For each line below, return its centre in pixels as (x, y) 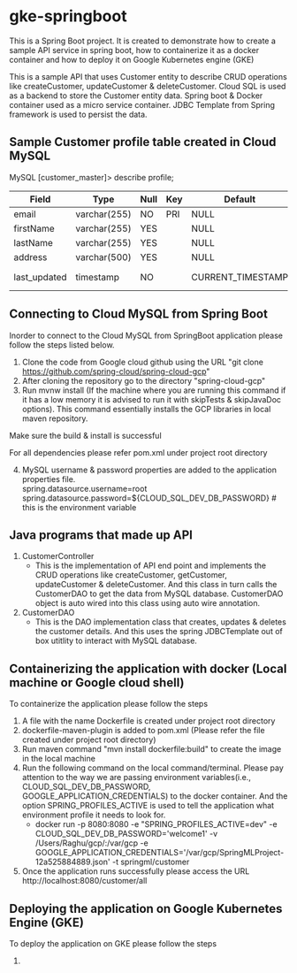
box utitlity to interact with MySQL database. (116, 641)
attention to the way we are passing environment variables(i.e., (137, 778)
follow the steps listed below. (62, 345)
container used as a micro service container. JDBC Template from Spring (142, 104)
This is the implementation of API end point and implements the (151, 566)
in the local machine (58, 759)
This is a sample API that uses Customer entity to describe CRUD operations (148, 76)
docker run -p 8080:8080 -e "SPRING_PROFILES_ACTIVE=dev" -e (156, 824)
